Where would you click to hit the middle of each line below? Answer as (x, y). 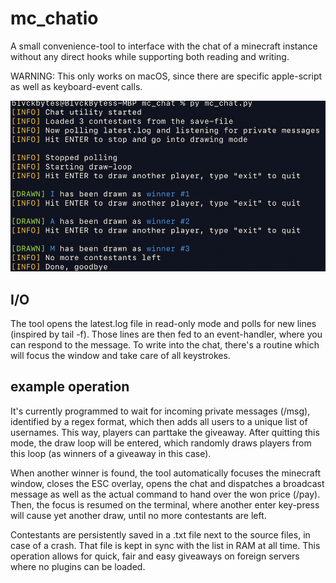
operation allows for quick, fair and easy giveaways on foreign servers (155, 556)
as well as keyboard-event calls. (76, 86)
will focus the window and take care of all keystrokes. (120, 356)
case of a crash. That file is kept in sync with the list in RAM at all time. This (165, 545)
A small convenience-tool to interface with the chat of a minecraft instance (164, 46)
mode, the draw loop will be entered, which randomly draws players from (161, 443)
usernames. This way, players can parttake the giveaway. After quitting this (165, 432)
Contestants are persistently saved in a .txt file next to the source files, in (160, 534)
